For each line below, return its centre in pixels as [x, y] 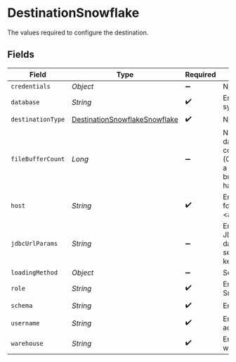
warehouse [27, 343]
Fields [21, 55]
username [25, 323]
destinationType [38, 120]
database [25, 102]
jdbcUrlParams [34, 243]
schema [22, 306]
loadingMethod [34, 272]
